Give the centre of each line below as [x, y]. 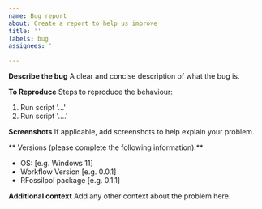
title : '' [25, 31]
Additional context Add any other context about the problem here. [120, 196]
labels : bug [28, 38]
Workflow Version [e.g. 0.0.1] [68, 172]
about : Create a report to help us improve [83, 23]
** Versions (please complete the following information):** [106, 147]
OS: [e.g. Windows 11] [56, 164]
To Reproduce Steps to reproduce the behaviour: [90, 92]
